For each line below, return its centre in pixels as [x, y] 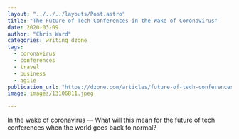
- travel [27, 67]
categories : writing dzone [47, 41]
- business [30, 73]
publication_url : [33, 87]
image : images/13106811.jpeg [51, 93]
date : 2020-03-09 [33, 27]
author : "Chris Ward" [39, 34]
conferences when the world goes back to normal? [82, 128]
